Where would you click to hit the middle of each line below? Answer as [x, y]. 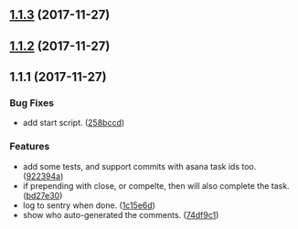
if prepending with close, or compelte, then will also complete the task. [156, 185]
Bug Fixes [32, 103]
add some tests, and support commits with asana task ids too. [139, 166]
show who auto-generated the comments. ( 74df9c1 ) [121, 214]
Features [30, 147]
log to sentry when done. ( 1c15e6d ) [89, 205]
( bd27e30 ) [43, 195]
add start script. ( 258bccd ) [74, 123]
